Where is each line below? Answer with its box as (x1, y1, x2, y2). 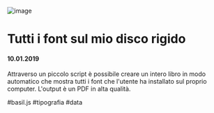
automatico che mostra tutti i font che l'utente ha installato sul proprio (7, 77, 207, 86)
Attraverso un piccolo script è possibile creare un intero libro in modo (7, 70, 206, 78)
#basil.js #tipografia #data (7, 98, 83, 107)
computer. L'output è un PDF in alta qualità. (7, 84, 131, 93)
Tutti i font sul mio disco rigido (7, 31, 186, 47)
